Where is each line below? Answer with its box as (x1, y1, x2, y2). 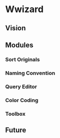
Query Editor (5, 83, 37, 90)
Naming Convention (5, 69, 55, 76)
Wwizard (5, 4, 44, 15)
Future (5, 125, 27, 134)
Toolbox (5, 110, 26, 117)
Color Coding (5, 97, 39, 104)
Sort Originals (5, 56, 40, 63)
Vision (5, 24, 26, 32)
